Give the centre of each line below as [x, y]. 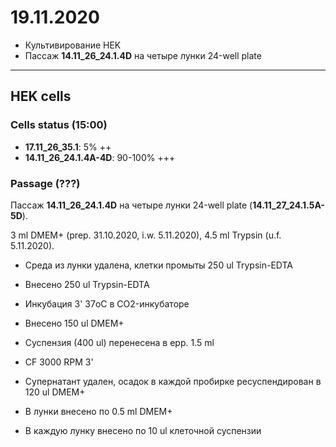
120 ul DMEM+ [55, 392]
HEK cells [41, 96]
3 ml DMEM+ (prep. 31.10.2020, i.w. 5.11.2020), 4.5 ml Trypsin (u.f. [146, 235]
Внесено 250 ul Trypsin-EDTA [87, 284]
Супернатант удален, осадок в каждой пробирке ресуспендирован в [173, 381]
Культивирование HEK [73, 45]
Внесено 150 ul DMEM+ [74, 323]
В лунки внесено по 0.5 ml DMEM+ [98, 411]
